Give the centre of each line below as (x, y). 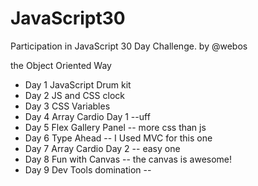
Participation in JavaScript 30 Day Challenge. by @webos (129, 46)
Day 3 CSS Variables (67, 106)
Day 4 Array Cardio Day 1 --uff (87, 116)
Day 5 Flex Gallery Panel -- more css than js (115, 127)
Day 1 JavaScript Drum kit (78, 84)
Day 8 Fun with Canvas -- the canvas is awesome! (128, 159)
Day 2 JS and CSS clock (74, 95)
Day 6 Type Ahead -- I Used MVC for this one (118, 138)
